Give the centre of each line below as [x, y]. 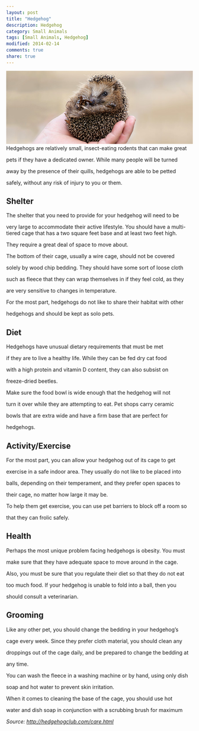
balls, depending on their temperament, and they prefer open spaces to [93, 483]
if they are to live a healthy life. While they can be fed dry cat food [86, 358]
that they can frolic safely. [38, 518]
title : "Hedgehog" [29, 19]
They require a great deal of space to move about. [67, 245]
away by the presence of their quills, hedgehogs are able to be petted [91, 171]
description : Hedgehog [34, 25]
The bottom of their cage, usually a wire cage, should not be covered [90, 256]
